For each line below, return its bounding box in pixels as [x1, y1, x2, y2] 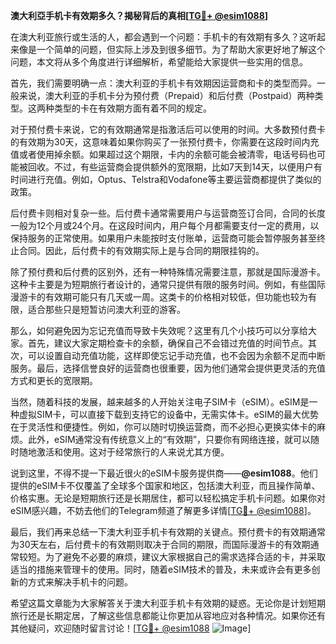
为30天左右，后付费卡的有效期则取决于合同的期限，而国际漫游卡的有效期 [10, 539, 311, 550]
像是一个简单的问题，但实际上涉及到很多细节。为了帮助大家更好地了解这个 [18, 44, 326, 55]
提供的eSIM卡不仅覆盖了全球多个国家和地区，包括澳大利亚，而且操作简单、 [10, 480, 321, 491]
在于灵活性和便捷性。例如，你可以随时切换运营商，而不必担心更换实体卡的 [10, 421, 317, 433]
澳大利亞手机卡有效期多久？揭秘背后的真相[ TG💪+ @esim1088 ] [10, 10, 269, 21]
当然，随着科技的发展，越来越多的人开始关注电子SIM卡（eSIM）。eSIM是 [10, 396, 310, 408]
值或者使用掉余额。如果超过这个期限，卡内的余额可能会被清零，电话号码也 [10, 149, 317, 160]
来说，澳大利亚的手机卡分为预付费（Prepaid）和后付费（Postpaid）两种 [18, 90, 315, 101]
